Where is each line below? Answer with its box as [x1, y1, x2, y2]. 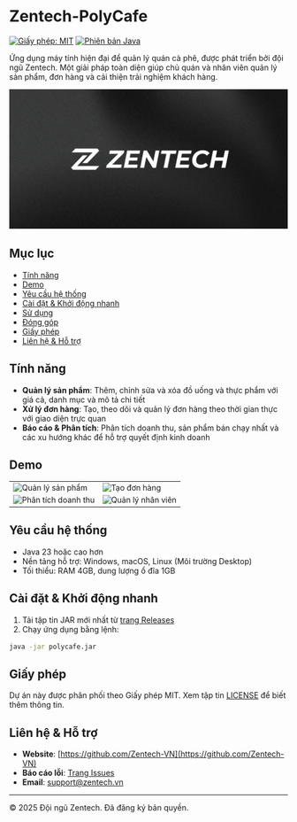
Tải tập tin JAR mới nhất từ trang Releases [21, 614, 175, 625]
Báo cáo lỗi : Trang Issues [21, 768, 115, 778]
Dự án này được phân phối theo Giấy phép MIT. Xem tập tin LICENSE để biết [9, 690, 286, 701]
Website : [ [21, 748, 61, 759]
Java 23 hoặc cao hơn [21, 547, 104, 557]
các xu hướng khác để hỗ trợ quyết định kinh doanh [21, 431, 210, 442]
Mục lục [9, 246, 55, 261]
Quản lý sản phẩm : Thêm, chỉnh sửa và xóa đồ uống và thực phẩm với [21, 384, 278, 395]
